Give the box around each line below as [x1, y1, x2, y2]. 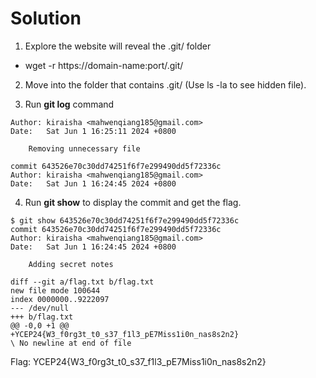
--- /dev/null [10, 303, 70, 313]
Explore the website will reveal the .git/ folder [24, 40, 212, 52]
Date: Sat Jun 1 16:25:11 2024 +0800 [10, 126, 177, 136]
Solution [10, 7, 82, 30]
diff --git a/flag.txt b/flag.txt [10, 277, 155, 287]
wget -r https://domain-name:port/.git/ [24, 59, 184, 71]
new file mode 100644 [10, 285, 101, 296]
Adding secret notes [28, 259, 114, 269]
